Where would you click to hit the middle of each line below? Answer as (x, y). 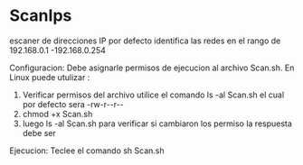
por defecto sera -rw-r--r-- (73, 104)
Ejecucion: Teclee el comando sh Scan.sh (87, 151)
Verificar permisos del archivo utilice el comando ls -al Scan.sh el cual (153, 95)
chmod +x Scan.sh (57, 114)
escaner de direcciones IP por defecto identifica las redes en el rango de (145, 41)
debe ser (39, 133)
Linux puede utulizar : (50, 77)
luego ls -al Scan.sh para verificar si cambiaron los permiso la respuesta (157, 124)
